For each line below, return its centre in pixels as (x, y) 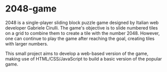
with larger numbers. (27, 43)
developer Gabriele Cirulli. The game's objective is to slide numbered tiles (81, 27)
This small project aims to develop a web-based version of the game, (77, 53)
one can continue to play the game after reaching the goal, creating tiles (80, 38)
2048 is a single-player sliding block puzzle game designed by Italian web (82, 22)
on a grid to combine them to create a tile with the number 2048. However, (82, 33)
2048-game (31, 9)
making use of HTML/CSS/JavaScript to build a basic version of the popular (84, 58)
